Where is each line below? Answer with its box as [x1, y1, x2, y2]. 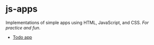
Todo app [12, 34, 32, 40]
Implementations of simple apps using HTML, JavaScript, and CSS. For [5, 20, 149, 25]
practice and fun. [5, 24, 41, 30]
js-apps [5, 3, 38, 15]
